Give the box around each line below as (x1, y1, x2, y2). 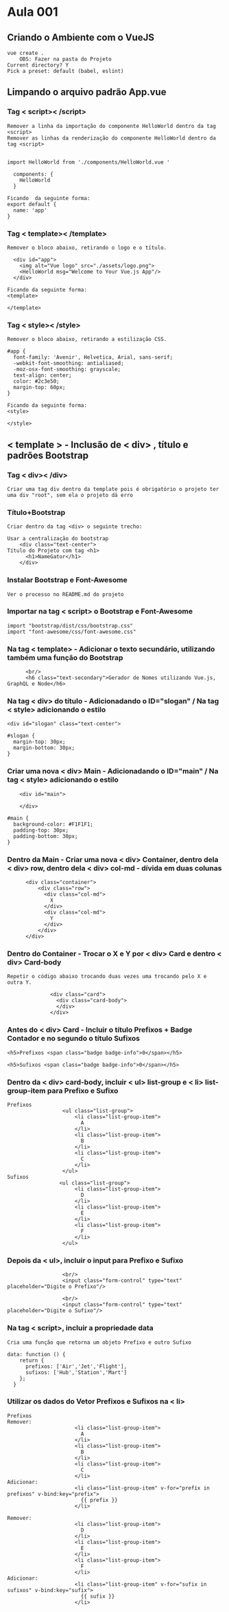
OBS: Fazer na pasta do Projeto (19, 56, 112, 63)
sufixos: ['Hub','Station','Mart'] (25, 1369, 128, 1376)
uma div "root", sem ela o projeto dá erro (7, 492, 134, 498)
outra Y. (7, 979, 32, 986)
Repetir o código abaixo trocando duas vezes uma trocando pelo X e (7, 973, 207, 980)
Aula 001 (7, 4, 58, 20)
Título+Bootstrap (7, 507, 66, 517)
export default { (7, 201, 57, 208)
